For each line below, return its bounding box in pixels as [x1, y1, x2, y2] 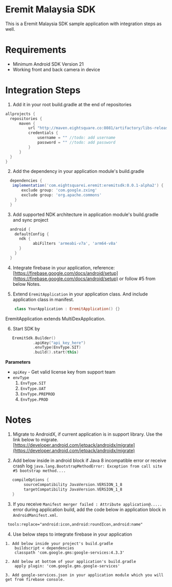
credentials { [28, 130, 58, 135]
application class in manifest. [12, 296, 74, 302]
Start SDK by [12, 325, 40, 331]
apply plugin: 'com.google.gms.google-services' [14, 563, 120, 569]
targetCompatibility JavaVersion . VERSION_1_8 [24, 486, 123, 492]
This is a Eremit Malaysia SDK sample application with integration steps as [5, 21, 162, 27]
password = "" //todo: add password [37, 140, 116, 145]
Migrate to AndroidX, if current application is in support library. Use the [12, 431, 163, 437]
